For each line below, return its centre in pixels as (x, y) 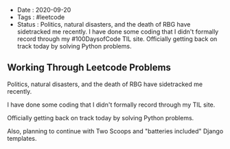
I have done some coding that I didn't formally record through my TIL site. (111, 105)
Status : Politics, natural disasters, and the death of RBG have (104, 24)
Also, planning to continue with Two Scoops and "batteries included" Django (115, 131)
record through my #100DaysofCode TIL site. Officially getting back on (117, 39)
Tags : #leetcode (41, 17)
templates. (22, 138)
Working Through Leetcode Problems (89, 68)
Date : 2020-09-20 (44, 10)
